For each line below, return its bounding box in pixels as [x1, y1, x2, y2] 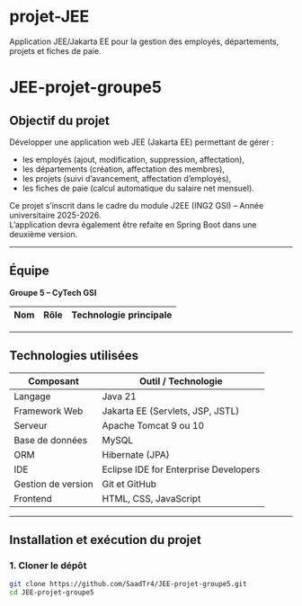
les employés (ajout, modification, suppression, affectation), [22, 154, 245, 165]
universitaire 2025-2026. [9, 209, 102, 220]
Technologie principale [71, 308, 173, 321]
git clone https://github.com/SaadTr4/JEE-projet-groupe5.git [9, 580, 247, 589]
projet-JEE [9, 6, 90, 27]
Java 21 [102, 389, 137, 402]
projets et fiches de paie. [9, 45, 102, 56]
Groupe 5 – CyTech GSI [9, 287, 97, 298]
